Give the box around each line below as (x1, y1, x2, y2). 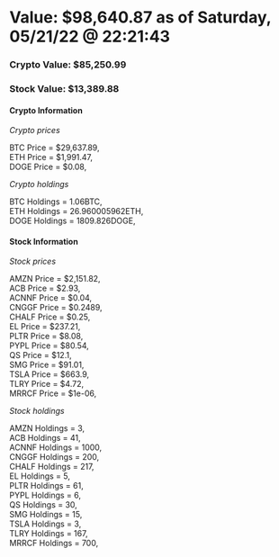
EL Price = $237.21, (9, 321, 81, 332)
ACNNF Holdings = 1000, (9, 442, 103, 453)
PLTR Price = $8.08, (9, 331, 84, 342)
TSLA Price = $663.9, (9, 369, 90, 380)
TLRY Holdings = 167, (9, 528, 88, 539)
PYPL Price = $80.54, (9, 340, 90, 351)
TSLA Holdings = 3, (9, 518, 82, 529)
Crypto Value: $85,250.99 (9, 58, 127, 71)
